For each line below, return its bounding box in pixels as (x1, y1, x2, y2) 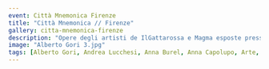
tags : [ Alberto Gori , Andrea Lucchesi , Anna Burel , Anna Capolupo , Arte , (8, 48, 260, 56)
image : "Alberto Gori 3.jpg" (8, 41, 106, 49)
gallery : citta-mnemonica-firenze (8, 26, 124, 34)
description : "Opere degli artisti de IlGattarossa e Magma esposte (8, 33, 242, 42)
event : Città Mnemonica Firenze (8, 11, 116, 20)
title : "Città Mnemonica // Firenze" (8, 19, 134, 27)
